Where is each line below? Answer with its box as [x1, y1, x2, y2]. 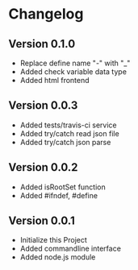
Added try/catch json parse [19, 137, 111, 147]
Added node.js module [19, 252, 96, 262]
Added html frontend [19, 76, 90, 85]
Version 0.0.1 [8, 214, 75, 228]
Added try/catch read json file [19, 128, 119, 138]
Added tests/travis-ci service [19, 120, 117, 130]
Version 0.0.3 [8, 98, 78, 113]
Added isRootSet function [19, 182, 107, 192]
